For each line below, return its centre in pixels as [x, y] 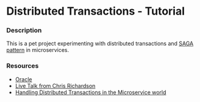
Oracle [23, 79]
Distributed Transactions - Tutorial [95, 11]
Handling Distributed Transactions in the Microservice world [91, 92]
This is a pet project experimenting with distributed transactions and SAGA [100, 43]
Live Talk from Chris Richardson [55, 86]
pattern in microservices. [38, 50]
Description [24, 31]
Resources [23, 66]
